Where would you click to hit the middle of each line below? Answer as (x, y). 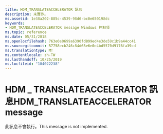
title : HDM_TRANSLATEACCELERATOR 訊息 (44, 10)
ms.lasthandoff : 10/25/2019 (34, 59)
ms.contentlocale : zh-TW (30, 55)
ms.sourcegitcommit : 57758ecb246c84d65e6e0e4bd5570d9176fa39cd (71, 46)
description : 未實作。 (27, 14)
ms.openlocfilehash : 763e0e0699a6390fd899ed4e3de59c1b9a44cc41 (71, 41)
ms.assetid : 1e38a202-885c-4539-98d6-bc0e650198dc (57, 19)
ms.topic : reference (26, 32)
